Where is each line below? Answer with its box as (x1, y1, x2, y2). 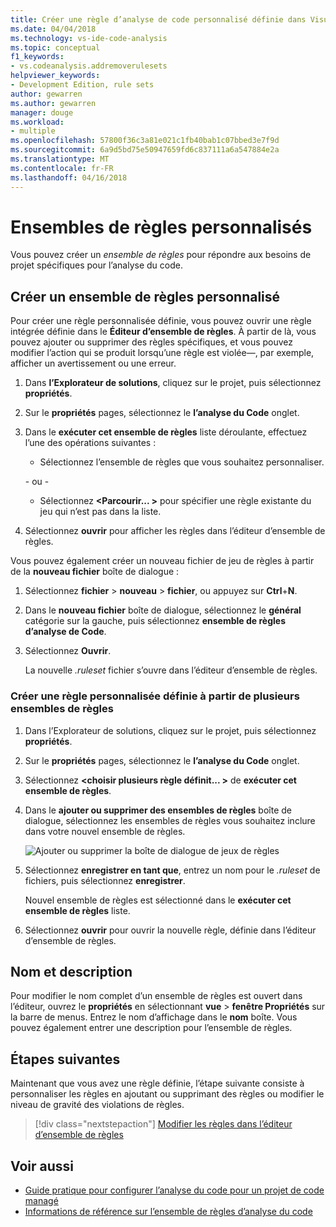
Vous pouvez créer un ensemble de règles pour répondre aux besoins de (10, 249, 312, 261)
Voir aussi (10, 1157, 74, 1175)
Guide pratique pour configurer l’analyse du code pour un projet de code (24, 1184, 325, 1196)
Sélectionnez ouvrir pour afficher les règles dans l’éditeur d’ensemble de (24, 525, 326, 537)
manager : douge (10, 107, 74, 118)
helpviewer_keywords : (10, 71, 101, 81)
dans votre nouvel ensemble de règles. (24, 825, 186, 837)
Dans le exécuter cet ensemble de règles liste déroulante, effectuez (24, 426, 308, 438)
